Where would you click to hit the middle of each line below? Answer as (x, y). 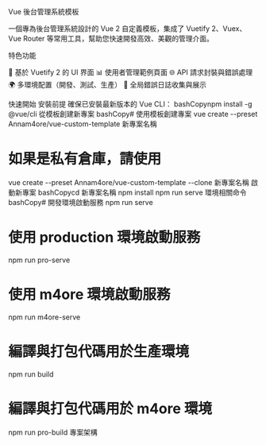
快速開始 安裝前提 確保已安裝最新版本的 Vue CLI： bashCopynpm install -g (130, 104)
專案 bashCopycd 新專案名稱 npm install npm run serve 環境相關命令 (134, 192)
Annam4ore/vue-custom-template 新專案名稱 (83, 124)
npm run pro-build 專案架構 (53, 432)
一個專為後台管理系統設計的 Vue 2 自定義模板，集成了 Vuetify (109, 29)
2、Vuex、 (229, 29)
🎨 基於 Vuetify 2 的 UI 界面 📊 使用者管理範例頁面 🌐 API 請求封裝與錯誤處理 (130, 72)
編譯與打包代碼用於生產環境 (99, 351)
